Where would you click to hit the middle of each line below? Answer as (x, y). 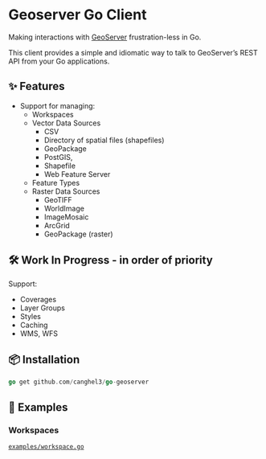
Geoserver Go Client (78, 15)
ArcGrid (57, 225)
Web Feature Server (77, 174)
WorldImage (64, 208)
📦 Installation (44, 359)
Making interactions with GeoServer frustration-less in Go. (105, 37)
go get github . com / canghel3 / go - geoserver (79, 382)
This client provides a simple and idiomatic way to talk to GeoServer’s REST (133, 52)
